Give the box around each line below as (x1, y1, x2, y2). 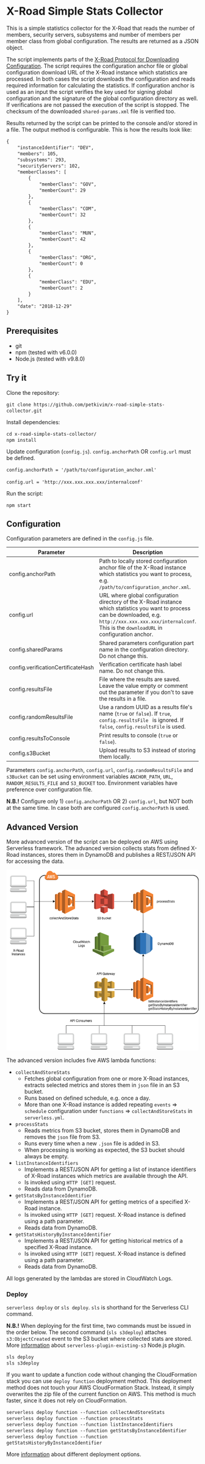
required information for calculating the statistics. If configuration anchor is (6, 81, 195, 89)
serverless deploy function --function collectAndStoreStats (6, 1410, 165, 1416)
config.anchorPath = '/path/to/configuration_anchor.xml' (6, 467, 157, 473)
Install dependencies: (6, 418, 60, 425)
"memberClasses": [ (17, 169, 67, 175)
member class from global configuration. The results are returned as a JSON (6, 37, 199, 45)
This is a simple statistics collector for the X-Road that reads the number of (6, 24, 195, 32)
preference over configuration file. (6, 786, 93, 793)
